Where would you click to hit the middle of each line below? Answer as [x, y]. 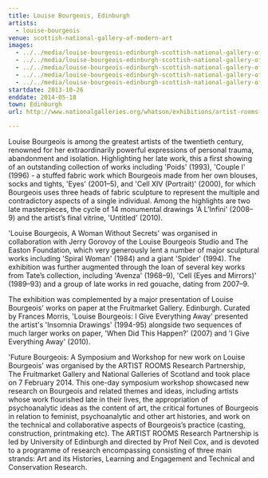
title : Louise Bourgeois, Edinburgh [69, 16]
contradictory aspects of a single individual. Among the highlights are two [130, 201]
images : [21, 45]
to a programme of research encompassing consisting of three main [120, 450]
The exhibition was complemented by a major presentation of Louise [121, 299]
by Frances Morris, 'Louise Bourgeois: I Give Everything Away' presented [128, 316]
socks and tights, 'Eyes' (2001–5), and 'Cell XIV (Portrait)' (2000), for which [132, 184]
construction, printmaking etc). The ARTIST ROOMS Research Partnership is [134, 433]
